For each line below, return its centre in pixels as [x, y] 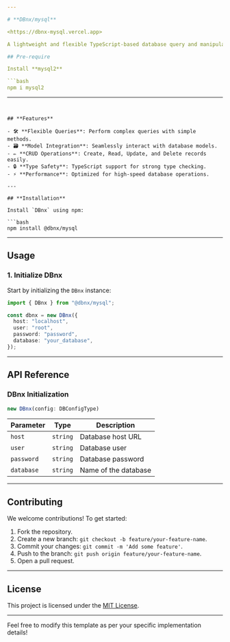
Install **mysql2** [35, 69]
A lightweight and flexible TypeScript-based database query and [102, 44]
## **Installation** [37, 198]
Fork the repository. [45, 532]
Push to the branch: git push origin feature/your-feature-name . [109, 554]
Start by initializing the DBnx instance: [59, 290]
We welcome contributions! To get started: [67, 519]
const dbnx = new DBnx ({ [42, 315]
